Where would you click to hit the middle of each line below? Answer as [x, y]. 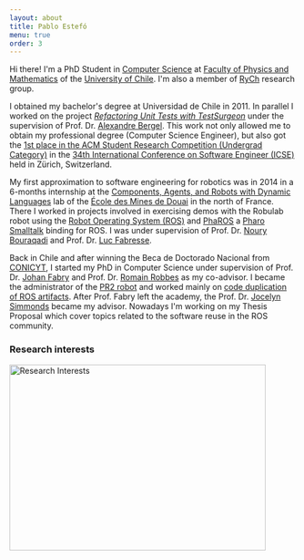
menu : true [30, 35]
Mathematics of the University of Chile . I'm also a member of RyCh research [152, 79]
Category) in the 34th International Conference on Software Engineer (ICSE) [152, 155]
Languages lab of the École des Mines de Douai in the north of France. [142, 202]
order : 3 [26, 43]
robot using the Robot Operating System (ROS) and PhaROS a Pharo [137, 221]
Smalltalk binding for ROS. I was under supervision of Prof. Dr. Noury [138, 231]
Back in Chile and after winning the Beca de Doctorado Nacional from [140, 258]
